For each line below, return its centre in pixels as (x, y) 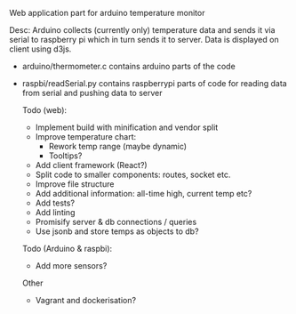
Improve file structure (75, 184)
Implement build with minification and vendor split (127, 127)
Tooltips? (65, 156)
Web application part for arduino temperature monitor (107, 13)
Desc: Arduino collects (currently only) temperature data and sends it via (142, 30)
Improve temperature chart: (86, 137)
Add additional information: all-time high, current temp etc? (144, 193)
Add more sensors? (71, 266)
